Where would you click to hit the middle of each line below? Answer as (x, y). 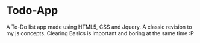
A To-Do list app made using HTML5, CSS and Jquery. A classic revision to (99, 27)
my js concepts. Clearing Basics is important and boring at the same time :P (100, 33)
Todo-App (32, 10)
